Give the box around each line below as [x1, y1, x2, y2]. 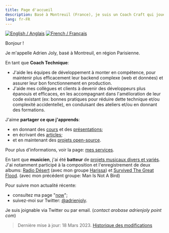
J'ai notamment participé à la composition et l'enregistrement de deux [5, 162, 151, 168]
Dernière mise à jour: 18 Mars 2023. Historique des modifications [17, 222, 152, 228]
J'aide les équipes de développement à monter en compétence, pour [12, 69, 156, 75]
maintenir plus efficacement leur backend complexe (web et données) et [12, 75, 163, 81]
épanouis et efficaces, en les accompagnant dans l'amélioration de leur [12, 91, 161, 97]
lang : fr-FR [5, 17, 30, 22]
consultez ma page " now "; [12, 192, 68, 198]
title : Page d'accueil [5, 7, 53, 13]
